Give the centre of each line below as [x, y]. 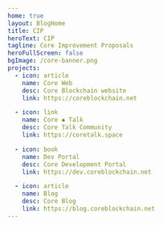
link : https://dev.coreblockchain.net [87, 172]
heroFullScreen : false [45, 53]
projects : [24, 68]
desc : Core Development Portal [74, 164]
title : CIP [26, 31]
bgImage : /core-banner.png [53, 61]
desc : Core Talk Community [67, 128]
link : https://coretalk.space [73, 135]
